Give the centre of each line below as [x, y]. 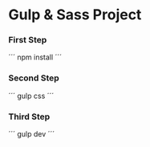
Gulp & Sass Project [75, 15]
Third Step [29, 116]
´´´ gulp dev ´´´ [32, 134]
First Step [28, 40]
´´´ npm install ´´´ [35, 57]
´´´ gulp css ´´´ [31, 96]
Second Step [34, 78]
